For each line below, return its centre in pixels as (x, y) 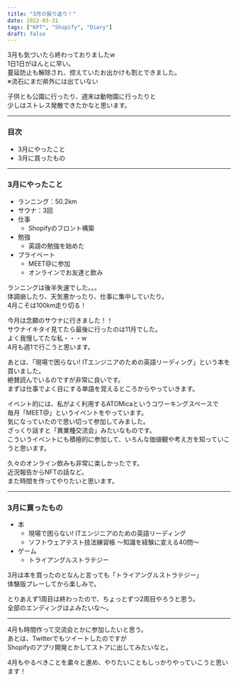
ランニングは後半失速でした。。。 (54, 287)
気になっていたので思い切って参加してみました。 (79, 421)
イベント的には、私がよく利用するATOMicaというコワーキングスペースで (113, 403)
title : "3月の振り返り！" (42, 14)
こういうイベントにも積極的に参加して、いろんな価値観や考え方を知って (113, 439)
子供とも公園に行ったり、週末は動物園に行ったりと (82, 97)
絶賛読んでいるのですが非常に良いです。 (66, 380)
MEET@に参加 (49, 263)
